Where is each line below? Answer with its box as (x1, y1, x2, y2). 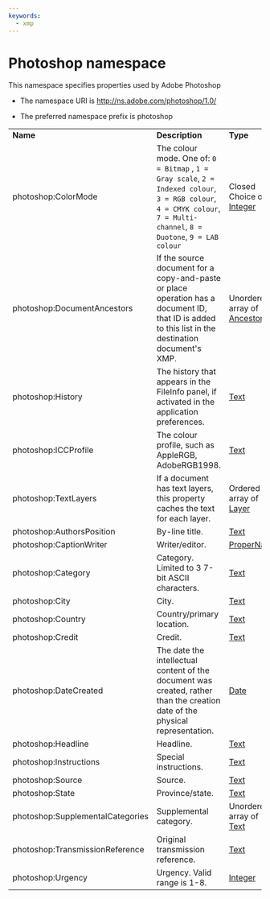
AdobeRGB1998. (156, 460, 221, 471)
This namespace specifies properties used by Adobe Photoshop (8, 80, 221, 90)
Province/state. (156, 788, 215, 799)
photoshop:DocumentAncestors (12, 303, 133, 314)
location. (156, 619, 190, 630)
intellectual (156, 655, 198, 666)
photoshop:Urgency (12, 872, 88, 884)
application (156, 406, 198, 418)
